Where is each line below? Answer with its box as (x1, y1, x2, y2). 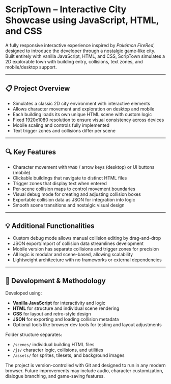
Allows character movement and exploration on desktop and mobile (12, 106, 155, 112)
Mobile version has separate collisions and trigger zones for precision (12, 246, 159, 252)
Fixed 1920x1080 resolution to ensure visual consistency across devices (12, 117, 164, 123)
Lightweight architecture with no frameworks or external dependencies (12, 257, 162, 263)
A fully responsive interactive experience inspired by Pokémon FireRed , (5, 42, 155, 48)
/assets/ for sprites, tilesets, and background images (12, 352, 125, 358)
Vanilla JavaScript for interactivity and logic (12, 300, 106, 306)
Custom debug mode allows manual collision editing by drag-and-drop (12, 235, 161, 241)
